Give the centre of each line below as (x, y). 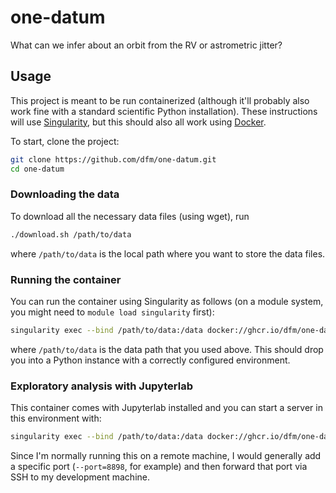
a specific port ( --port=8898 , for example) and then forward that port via (159, 467)
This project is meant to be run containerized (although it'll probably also (160, 100)
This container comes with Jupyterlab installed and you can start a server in (166, 408)
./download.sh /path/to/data (71, 234)
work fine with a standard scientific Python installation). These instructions (164, 111)
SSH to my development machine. (80, 477)
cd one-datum (37, 169)
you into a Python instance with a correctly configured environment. (150, 360)
